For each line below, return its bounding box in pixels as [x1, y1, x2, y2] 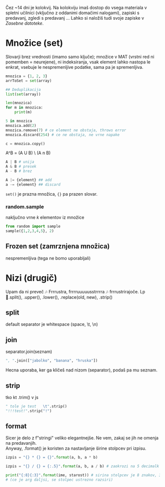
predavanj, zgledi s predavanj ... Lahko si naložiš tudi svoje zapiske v [5, 15, 144, 21]
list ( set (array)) [5, 91, 41, 97]
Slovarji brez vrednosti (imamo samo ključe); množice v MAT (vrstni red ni [5, 54, 155, 59]
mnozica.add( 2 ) [5, 123, 37, 128]
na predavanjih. [5, 440, 37, 446]
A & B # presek [5, 164, 37, 169]
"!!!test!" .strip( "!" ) [5, 408, 52, 413]
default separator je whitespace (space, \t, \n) [5, 321, 98, 327]
